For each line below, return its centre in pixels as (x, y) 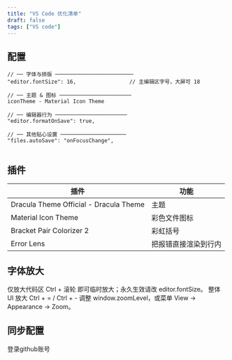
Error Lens (28, 243)
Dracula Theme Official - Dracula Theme (78, 204)
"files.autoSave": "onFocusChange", (60, 141)
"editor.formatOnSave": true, (51, 121)
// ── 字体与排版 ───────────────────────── (71, 75)
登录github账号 (29, 349)
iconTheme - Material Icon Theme (56, 102)
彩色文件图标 (173, 218)
